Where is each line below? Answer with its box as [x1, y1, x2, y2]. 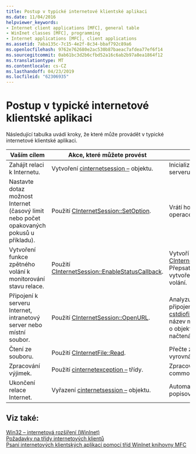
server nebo [9, 321, 43, 329]
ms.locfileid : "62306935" [6, 74, 69, 80]
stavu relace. [9, 282, 44, 290]
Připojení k [9, 292, 38, 300]
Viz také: [6, 413, 39, 423]
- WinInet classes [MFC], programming [6, 30, 100, 36]
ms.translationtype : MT [6, 57, 64, 63]
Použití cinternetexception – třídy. [51, 366, 143, 374]
